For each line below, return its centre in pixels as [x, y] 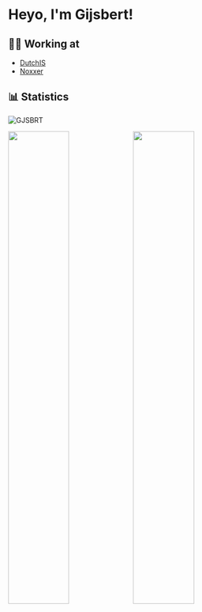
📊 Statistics [39, 97]
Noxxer [31, 71]
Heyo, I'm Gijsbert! [71, 15]
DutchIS [32, 63]
